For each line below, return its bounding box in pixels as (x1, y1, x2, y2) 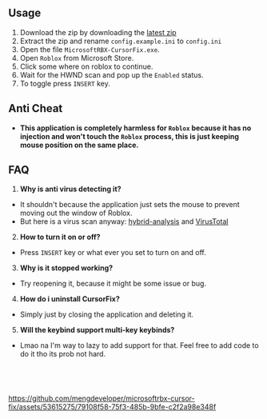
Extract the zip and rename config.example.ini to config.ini (19, 36, 222, 46)
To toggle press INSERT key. (19, 78, 110, 88)
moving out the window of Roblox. (19, 208, 133, 218)
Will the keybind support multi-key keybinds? (19, 325, 175, 335)
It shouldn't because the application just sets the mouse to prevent (19, 200, 240, 209)
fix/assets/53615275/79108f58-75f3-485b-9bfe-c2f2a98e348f (8, 402, 217, 412)
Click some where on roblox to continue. (19, 62, 153, 71)
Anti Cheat (8, 102, 63, 115)
